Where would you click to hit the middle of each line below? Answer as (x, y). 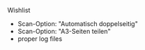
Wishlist (19, 10)
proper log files (40, 39)
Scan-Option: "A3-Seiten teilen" (64, 31)
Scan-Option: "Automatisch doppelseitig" (77, 24)
